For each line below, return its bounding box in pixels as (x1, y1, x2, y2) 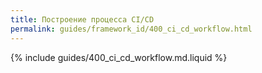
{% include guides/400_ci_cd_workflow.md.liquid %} (10, 51, 228, 63)
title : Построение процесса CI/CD (10, 14, 155, 25)
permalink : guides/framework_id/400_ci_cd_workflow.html (10, 24, 253, 34)
